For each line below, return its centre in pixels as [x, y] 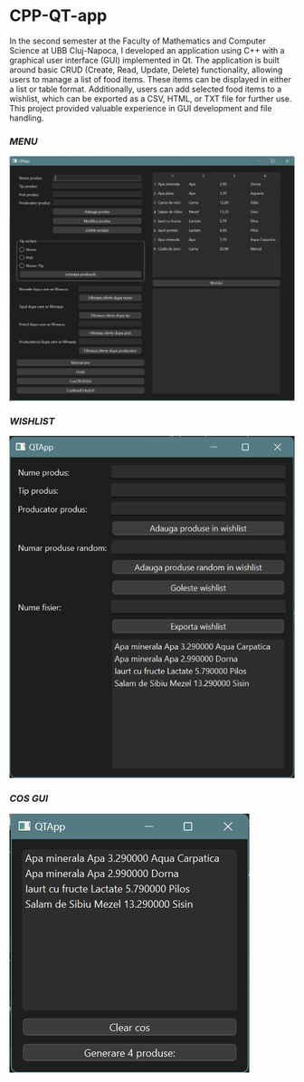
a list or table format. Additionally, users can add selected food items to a [146, 89]
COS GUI [29, 798]
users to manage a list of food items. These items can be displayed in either [150, 79]
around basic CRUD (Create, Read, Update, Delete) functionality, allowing [146, 70]
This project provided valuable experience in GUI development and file [141, 108]
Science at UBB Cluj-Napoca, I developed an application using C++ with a [147, 50]
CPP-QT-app [58, 16]
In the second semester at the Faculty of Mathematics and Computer [138, 41]
